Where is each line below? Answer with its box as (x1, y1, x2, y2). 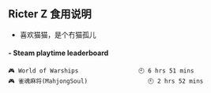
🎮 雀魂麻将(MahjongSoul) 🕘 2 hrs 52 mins (8, 77, 204, 85)
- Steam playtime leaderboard (8, 48, 109, 58)
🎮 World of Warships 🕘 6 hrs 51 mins (8, 67, 194, 75)
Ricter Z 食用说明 (8, 7, 92, 21)
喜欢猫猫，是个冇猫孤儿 (19, 30, 96, 39)
